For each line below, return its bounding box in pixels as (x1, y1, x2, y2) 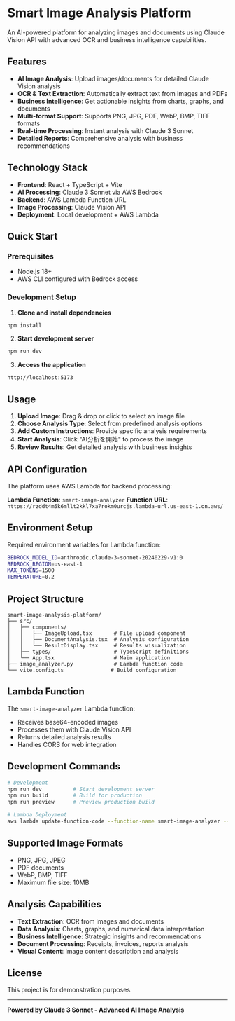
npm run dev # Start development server (7, 786, 155, 793)
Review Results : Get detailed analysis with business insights (17, 443, 192, 451)
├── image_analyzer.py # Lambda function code (7, 661, 183, 668)
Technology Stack (7, 162, 88, 174)
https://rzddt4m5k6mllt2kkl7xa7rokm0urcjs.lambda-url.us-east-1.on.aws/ (7, 502, 224, 509)
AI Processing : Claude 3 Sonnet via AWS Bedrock (17, 188, 162, 196)
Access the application (17, 361, 86, 369)
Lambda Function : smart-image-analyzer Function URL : (7, 495, 169, 504)
